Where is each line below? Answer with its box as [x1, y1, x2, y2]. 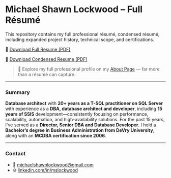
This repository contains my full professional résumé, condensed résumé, [5, 31, 160, 37]
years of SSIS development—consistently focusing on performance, [5, 111, 149, 117]
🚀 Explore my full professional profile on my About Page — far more [17, 66, 160, 72]
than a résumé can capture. [17, 71, 76, 77]
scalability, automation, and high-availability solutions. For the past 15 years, [5, 117, 165, 123]
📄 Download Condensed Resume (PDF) [5, 56, 88, 62]
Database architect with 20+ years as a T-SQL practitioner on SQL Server [5, 100, 163, 106]
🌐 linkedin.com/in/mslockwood [12, 167, 78, 173]
